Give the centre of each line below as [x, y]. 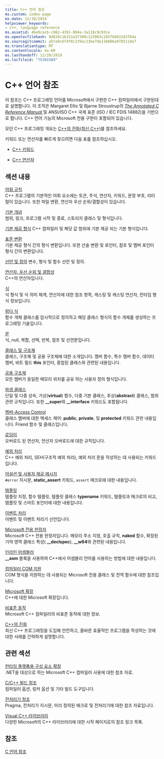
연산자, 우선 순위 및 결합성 [30, 272]
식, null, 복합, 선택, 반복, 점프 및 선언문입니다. [48, 340]
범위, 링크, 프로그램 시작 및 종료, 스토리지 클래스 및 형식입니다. [64, 218]
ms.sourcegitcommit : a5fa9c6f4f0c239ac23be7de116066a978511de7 [71, 42]
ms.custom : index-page [28, 14]
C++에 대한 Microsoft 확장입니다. [37, 597]
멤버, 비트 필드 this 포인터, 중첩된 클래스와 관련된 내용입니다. [63, 362]
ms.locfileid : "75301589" [31, 60]
